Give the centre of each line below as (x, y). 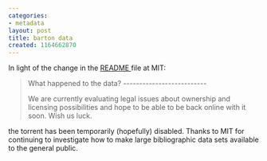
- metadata (26, 23)
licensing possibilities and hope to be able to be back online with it (137, 108)
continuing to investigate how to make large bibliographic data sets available (133, 139)
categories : (28, 16)
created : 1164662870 (43, 45)
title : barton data (41, 38)
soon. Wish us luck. (60, 116)
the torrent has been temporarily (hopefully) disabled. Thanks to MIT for (126, 132)
